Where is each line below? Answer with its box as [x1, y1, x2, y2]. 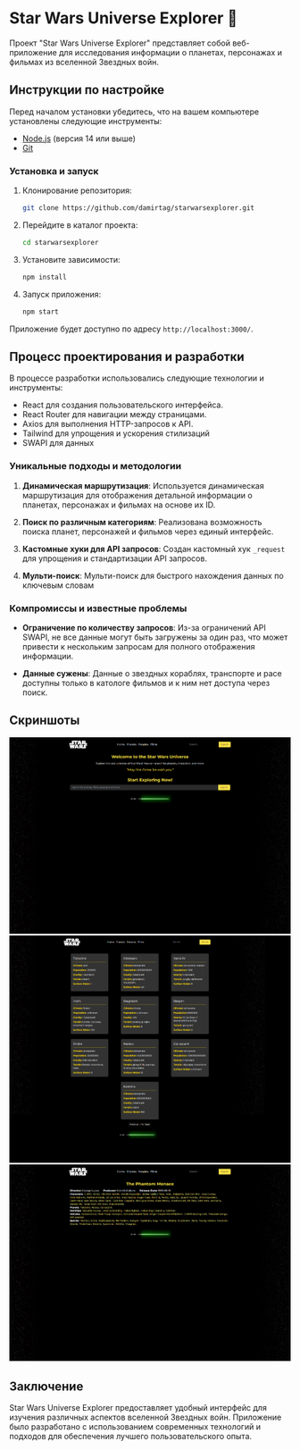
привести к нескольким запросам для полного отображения [21, 641, 255, 651]
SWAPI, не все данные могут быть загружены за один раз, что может [21, 632, 288, 642]
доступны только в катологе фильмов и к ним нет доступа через [21, 677, 271, 688]
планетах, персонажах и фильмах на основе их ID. [21, 499, 216, 510]
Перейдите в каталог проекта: [21, 219, 138, 230]
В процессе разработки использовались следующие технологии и [9, 373, 265, 383]
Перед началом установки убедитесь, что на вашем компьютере [9, 106, 260, 117]
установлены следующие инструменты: [9, 115, 162, 126]
